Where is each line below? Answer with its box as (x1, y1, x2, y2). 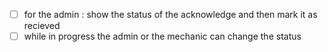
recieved (23, 20, 61, 32)
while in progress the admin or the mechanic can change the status (23, 30, 302, 43)
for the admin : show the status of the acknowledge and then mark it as (23, 9, 318, 20)
